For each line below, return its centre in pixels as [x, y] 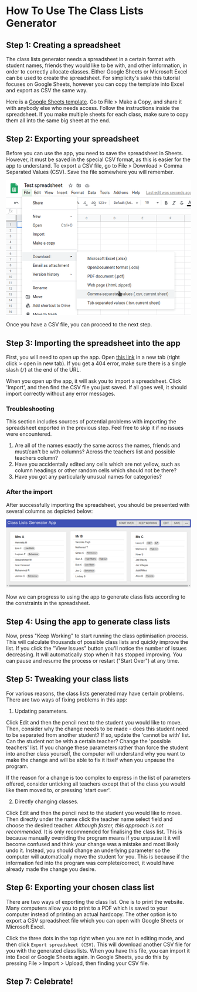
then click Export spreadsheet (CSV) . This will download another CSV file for [98, 944]
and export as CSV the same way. [47, 90]
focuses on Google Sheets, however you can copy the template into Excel [95, 84]
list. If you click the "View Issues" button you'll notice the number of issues [96, 648]
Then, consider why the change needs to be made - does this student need [97, 729]
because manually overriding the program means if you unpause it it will [93, 838]
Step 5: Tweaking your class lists [67, 679]
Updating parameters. [41, 711]
